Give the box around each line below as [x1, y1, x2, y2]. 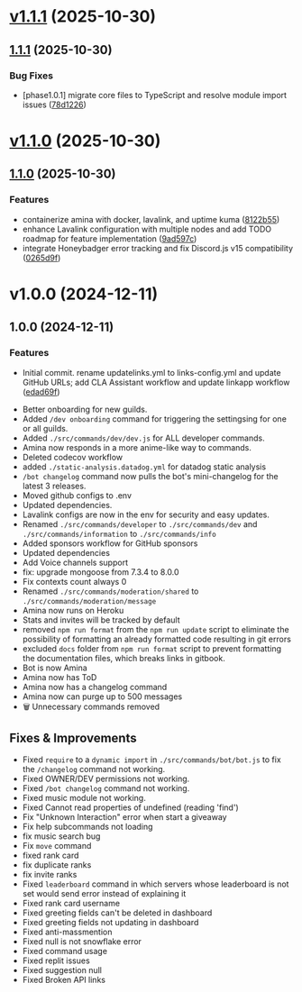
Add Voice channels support [22, 557, 129, 568]
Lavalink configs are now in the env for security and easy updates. [22, 509, 270, 520]
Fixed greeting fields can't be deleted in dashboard [22, 907, 213, 918]
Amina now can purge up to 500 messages [22, 691, 183, 702]
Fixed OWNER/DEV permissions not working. [22, 773, 190, 785]
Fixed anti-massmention [22, 926, 113, 938]
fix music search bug [22, 831, 101, 842]
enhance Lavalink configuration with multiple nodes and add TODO [22, 223, 272, 234]
